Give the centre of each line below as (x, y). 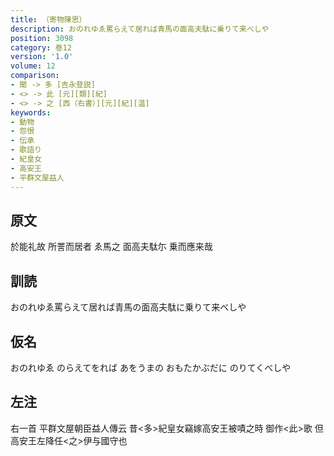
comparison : (35, 76)
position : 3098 (42, 38)
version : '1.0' (42, 57)
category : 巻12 (41, 47)
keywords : (31, 112)
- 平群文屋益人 (37, 177)
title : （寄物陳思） (48, 19)
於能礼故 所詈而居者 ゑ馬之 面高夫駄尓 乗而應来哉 (111, 247)
